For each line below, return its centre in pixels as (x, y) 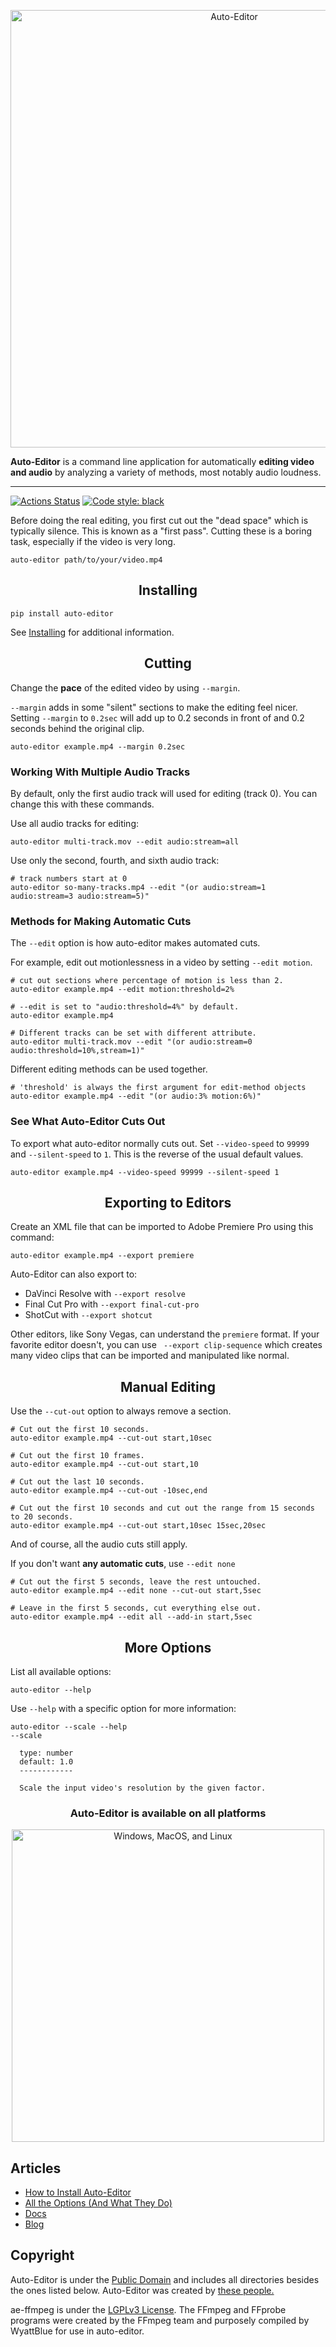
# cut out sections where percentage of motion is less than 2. (147, 981)
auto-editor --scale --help (69, 1726)
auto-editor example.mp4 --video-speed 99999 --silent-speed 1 (145, 1172)
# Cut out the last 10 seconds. (77, 1482)
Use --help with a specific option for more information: (123, 1708)
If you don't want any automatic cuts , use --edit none (123, 1564)
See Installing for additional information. (92, 632)
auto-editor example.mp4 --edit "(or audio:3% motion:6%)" (136, 1096)
